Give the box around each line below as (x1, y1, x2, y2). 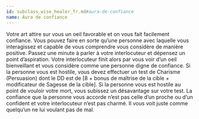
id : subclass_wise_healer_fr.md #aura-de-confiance (6, 8, 134, 15)
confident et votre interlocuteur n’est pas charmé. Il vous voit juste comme (6, 99, 188, 107)
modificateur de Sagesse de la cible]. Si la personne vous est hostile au (6, 81, 181, 88)
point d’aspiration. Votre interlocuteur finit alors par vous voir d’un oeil (6, 56, 177, 63)
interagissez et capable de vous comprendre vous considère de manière (6, 43, 184, 50)
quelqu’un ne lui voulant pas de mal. (6, 106, 94, 113)
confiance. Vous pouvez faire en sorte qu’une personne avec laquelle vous (6, 37, 189, 44)
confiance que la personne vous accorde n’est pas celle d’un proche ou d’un (6, 93, 193, 101)
